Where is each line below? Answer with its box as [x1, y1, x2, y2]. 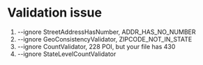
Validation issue [7, 5, 103, 21]
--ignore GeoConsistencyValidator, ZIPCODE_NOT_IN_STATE [17, 35, 193, 43]
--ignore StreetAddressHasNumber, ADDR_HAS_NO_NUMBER [17, 28, 196, 36]
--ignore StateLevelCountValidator [17, 50, 116, 58]
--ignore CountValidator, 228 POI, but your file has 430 [17, 42, 176, 50]
